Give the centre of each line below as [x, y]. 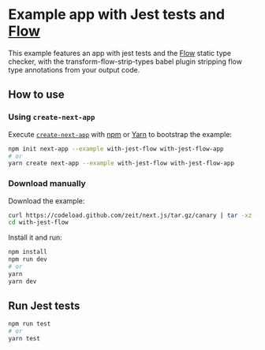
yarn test [24, 339]
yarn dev [22, 281]
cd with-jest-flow [38, 222]
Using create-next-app [52, 117]
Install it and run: [35, 237]
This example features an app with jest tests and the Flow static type [119, 53]
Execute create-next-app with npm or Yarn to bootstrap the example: [120, 134]
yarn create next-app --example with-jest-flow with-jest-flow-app [121, 163]
